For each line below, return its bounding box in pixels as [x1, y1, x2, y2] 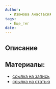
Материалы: [5, 60, 45, 69]
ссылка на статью [12, 79, 51, 85]
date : [5, 26, 16, 30]
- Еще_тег [9, 21, 29, 26]
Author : [5, 7, 21, 12]
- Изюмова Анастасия [9, 12, 52, 17]
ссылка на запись [12, 73, 50, 79]
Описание [5, 44, 38, 52]
